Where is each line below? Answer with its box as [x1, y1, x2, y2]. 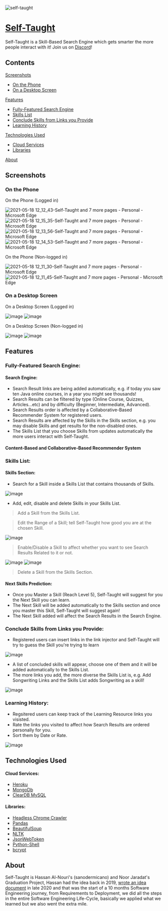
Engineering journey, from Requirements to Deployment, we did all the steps [5, 890, 162, 896]
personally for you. [12, 727, 51, 733]
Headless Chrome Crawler [12, 814, 67, 820]
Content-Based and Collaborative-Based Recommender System [5, 445, 141, 451]
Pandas [12, 820, 28, 826]
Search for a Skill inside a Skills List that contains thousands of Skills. [12, 481, 155, 487]
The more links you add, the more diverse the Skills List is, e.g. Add [12, 672, 151, 678]
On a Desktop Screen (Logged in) [5, 303, 74, 310]
